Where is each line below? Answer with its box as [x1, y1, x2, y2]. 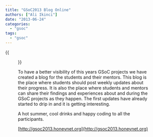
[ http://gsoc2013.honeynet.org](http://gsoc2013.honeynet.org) [18, 125, 148, 131]
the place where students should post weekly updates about [18, 79, 144, 86]
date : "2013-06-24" [5, 17, 46, 22]
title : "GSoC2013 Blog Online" [5, 7, 71, 13]
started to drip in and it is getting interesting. [18, 101, 110, 107]
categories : [5, 21, 30, 27]
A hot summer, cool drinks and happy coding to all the [18, 110, 130, 116]
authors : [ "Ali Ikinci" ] [5, 12, 58, 17]
